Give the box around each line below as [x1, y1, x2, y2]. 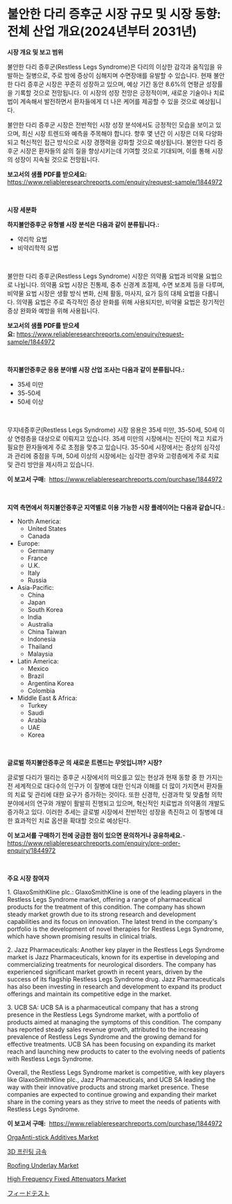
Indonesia [27, 635, 56, 643]
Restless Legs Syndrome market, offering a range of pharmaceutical [7, 895, 202, 903]
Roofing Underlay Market [7, 1161, 79, 1169]
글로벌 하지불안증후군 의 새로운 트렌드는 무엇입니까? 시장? [7, 758, 163, 767]
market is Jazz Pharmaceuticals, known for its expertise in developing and [7, 952, 220, 961]
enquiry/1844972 [7, 846, 56, 855]
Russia [27, 576, 47, 584]
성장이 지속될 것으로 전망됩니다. [14, 155, 100, 164]
